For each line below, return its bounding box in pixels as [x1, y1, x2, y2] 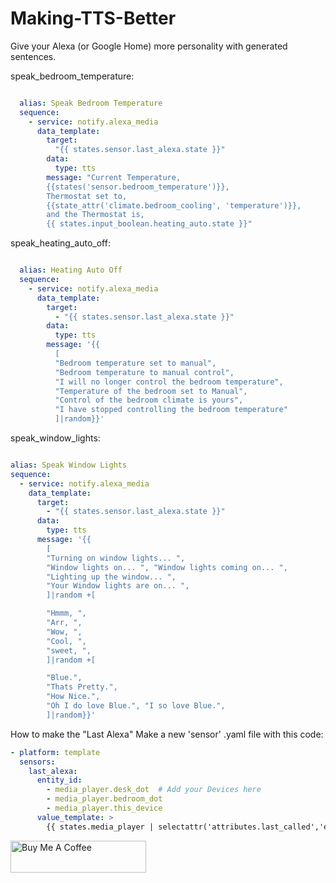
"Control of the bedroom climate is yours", [54, 395, 244, 406]
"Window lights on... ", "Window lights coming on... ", [46, 562, 288, 572]
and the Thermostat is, [46, 210, 145, 220]
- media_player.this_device [46, 803, 163, 814]
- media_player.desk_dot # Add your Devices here [46, 785, 262, 795]
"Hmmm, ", [46, 608, 87, 619]
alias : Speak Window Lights [10, 460, 128, 471]
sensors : [19, 757, 56, 767]
